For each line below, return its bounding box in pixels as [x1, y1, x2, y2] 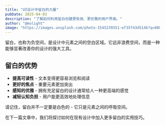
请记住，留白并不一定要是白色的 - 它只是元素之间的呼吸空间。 [5, 104, 130, 110]
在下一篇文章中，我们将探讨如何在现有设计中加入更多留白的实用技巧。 [5, 114, 147, 120]
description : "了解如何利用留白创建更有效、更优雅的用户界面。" [5, 16, 122, 21]
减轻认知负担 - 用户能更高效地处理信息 [12, 94, 90, 100]
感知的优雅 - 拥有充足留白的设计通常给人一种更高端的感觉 [12, 87, 129, 93]
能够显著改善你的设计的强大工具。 [5, 46, 74, 51]
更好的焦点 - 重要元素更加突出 [12, 81, 73, 87]
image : [5, 25, 19, 30]
